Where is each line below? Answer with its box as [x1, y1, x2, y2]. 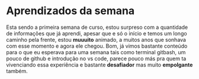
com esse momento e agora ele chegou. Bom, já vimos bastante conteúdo [6, 42, 188, 50]
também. [6, 67, 28, 74]
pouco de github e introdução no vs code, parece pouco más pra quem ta [6, 55, 187, 62]
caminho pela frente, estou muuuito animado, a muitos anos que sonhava [6, 36, 187, 43]
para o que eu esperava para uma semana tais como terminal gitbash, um [6, 48, 186, 55]
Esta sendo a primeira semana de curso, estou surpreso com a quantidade [6, 24, 188, 31]
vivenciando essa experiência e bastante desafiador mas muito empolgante [6, 61, 193, 68]
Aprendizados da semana [6, 4, 135, 18]
